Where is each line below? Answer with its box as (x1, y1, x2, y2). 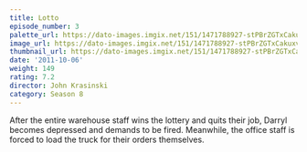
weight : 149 (9, 65, 55, 74)
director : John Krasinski (9, 81, 108, 90)
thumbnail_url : (9, 47, 68, 56)
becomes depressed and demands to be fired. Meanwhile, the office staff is (9, 124, 295, 135)
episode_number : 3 (9, 22, 79, 31)
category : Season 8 (9, 89, 84, 98)
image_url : (9, 38, 51, 48)
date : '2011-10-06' (9, 56, 84, 65)
